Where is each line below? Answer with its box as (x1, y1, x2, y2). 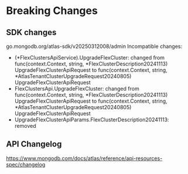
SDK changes (6, 27, 57, 37)
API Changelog (6, 139, 62, 149)
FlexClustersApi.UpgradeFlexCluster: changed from (14, 85, 139, 92)
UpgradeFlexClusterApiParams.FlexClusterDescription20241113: (14, 116, 169, 123)
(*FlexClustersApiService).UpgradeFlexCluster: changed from (14, 54, 165, 61)
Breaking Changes (6, 4, 98, 18)
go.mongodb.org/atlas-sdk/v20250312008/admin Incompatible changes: (6, 43, 183, 50)
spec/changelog (6, 161, 46, 168)
